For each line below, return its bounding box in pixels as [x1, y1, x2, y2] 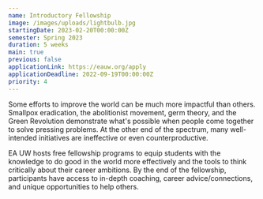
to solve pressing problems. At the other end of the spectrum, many [8, 124, 229, 134]
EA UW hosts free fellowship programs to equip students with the [8, 148, 221, 158]
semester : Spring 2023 [8, 33, 83, 42]
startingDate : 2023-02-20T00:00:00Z [8, 26, 129, 34]
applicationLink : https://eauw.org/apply [8, 63, 147, 71]
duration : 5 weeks [8, 41, 69, 49]
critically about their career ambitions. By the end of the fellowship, [8, 165, 227, 175]
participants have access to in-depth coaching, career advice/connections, [8, 173, 253, 182]
